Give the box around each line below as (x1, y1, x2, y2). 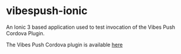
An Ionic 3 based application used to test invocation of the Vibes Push (6, 23, 176, 31)
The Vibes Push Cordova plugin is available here (6, 41, 123, 48)
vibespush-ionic (6, 4, 88, 18)
